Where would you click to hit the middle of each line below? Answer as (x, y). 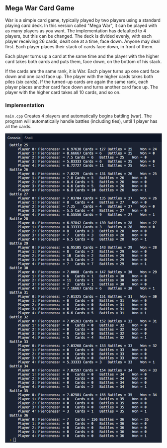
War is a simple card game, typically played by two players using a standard (83, 20)
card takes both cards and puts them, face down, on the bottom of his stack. (83, 61)
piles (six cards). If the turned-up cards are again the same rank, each (77, 82)
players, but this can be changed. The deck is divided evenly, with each (79, 36)
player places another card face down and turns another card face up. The (82, 87)
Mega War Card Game (40, 8)
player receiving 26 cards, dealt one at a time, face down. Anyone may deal (83, 41)
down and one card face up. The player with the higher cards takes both (79, 76)
